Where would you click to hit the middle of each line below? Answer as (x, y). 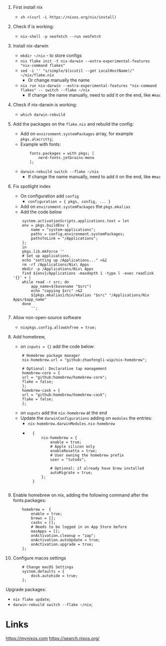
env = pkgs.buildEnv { (46, 225)
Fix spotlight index (32, 186)
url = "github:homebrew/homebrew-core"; (65, 377)
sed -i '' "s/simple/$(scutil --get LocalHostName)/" (77, 71)
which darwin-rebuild (43, 115)
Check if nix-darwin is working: (45, 105)
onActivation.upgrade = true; (62, 544)
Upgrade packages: (26, 589)
